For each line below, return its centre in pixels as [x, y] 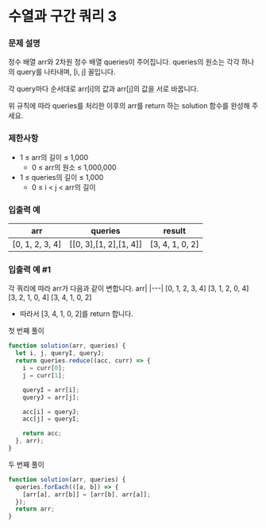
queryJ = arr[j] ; [51, 397]
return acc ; [42, 434]
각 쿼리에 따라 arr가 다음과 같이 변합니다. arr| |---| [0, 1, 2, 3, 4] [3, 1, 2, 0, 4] [129, 288]
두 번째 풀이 [27, 464]
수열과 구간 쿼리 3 [63, 16]
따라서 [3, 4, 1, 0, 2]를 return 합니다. [76, 314]
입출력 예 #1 [30, 270]
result [175, 231]
